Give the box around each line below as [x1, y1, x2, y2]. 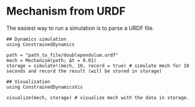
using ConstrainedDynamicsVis [6, 84, 83, 90]
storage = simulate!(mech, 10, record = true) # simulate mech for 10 [6, 63, 190, 69]
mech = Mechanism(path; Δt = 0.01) [6, 57, 97, 63]
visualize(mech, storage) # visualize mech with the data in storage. [6, 94, 190, 101]
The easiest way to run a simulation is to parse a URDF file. [6, 24, 154, 32]
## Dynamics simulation [6, 36, 67, 42]
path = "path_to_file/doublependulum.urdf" [6, 52, 119, 58]
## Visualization [6, 78, 51, 85]
